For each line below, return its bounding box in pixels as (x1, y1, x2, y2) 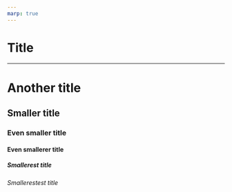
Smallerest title (7, 161, 52, 169)
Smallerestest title (7, 178, 59, 186)
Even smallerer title (7, 145, 64, 153)
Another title (7, 80, 81, 95)
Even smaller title (7, 128, 67, 138)
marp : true (7, 10, 39, 17)
